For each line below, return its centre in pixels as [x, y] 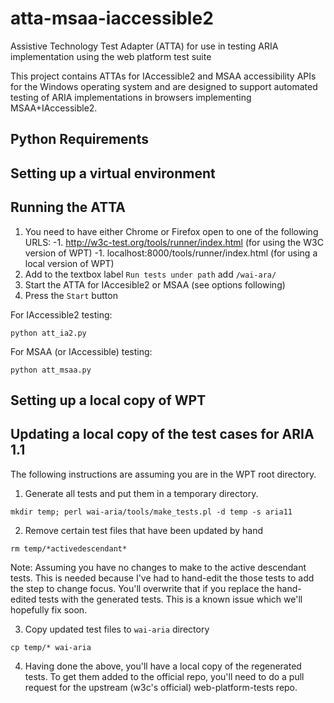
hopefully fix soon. [49, 609]
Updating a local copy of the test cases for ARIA [162, 434]
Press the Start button [71, 295]
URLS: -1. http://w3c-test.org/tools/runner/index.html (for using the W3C [174, 242]
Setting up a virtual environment [113, 173]
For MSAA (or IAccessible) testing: [81, 351]
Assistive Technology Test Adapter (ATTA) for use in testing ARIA [144, 46]
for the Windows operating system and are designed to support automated [164, 86]
